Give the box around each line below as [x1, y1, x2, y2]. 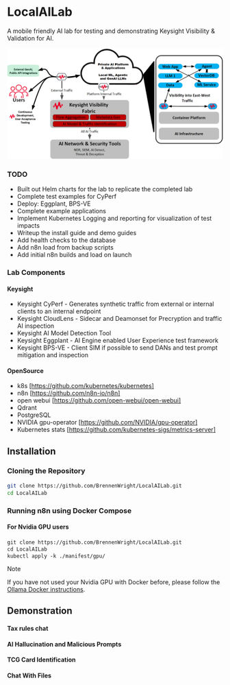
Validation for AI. [7, 34, 54, 42]
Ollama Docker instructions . [7, 586, 86, 594]
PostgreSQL [16, 411, 51, 419]
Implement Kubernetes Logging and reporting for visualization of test [16, 214, 212, 223]
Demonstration [7, 605, 73, 617]
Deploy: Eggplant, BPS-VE [16, 200, 91, 208]
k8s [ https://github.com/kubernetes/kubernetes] [16, 382, 154, 390]
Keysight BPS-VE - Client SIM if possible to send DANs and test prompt [16, 344, 218, 352]
